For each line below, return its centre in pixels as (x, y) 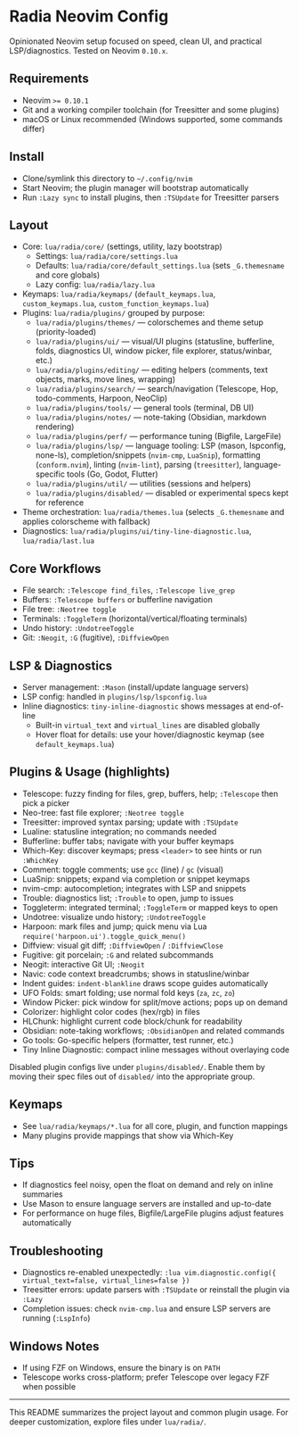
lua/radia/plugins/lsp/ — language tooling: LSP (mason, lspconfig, (161, 446)
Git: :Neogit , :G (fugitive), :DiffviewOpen (95, 638)
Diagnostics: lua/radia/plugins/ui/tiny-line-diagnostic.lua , (137, 531)
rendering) (55, 427)
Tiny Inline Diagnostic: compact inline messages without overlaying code (156, 1050)
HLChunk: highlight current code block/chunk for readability (132, 1021)
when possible (49, 1387)
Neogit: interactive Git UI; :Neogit (83, 964)
